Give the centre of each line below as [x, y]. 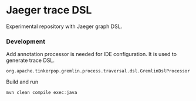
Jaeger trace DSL [49, 10]
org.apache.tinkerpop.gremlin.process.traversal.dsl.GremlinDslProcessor [98, 71]
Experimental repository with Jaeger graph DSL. [64, 26]
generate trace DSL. [30, 60]
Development [26, 41]
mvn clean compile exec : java [42, 93]
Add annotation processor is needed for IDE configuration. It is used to [92, 54]
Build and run [22, 82]
